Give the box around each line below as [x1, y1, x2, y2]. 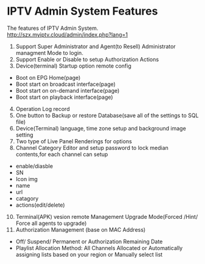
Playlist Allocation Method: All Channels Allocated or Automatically [15, 244, 183, 251]
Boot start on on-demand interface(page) [15, 87, 120, 94]
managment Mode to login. [15, 49, 84, 56]
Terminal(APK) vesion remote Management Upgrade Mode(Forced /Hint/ [15, 213, 198, 220]
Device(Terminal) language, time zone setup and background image [15, 124, 186, 132]
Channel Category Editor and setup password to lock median [15, 144, 169, 151]
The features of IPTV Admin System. [7, 24, 99, 32]
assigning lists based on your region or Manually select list [15, 251, 163, 258]
